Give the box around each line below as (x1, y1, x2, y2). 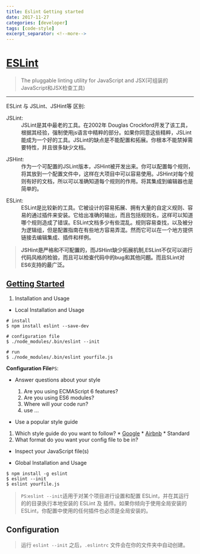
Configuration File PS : (6, 364, 59, 372)
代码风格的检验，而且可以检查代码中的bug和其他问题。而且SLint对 (20, 254, 185, 261)
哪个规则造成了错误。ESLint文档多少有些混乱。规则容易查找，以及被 (21, 219, 188, 226)
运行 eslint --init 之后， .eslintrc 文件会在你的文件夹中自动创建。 (20, 541, 189, 548)
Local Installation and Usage (14, 306, 85, 313)
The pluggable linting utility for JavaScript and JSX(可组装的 (20, 77, 168, 84)
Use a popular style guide (14, 418, 79, 425)
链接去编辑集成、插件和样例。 (21, 234, 94, 241)
